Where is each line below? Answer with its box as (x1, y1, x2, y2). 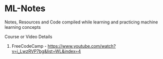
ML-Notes (4, 3, 46, 14)
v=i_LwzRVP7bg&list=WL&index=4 (11, 48, 81, 54)
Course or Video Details (4, 34, 53, 39)
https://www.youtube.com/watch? (47, 43, 116, 49)
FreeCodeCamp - (11, 43, 47, 49)
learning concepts (4, 24, 41, 30)
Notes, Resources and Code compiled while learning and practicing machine (4, 19, 158, 25)
